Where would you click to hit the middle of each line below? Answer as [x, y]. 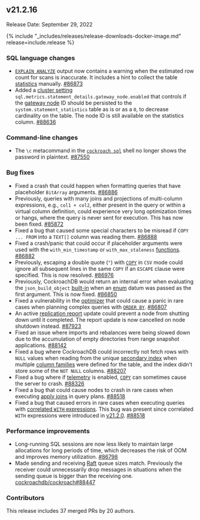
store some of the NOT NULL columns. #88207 [71, 370]
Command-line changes [42, 138]
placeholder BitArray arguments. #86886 [66, 192]
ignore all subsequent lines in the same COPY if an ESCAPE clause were [100, 268]
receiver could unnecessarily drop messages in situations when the [98, 470]
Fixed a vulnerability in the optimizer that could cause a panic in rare [99, 300]
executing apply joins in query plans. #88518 [70, 396]
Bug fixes [20, 172]
